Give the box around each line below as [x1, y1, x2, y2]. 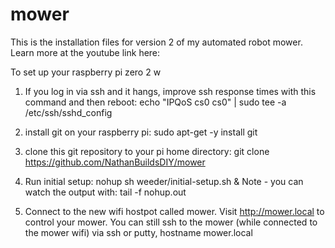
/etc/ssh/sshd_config [24, 106, 113, 118]
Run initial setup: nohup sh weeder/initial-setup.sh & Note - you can [24, 175, 304, 187]
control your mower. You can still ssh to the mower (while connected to [24, 216, 318, 228]
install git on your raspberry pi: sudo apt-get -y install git [24, 126, 258, 138]
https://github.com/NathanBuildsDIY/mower [24, 156, 206, 168]
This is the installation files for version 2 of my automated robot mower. [10, 36, 303, 48]
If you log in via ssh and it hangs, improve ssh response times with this [24, 85, 317, 97]
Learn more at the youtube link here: [10, 46, 161, 58]
